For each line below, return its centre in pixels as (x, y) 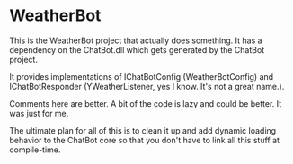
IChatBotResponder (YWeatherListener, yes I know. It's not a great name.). (147, 86)
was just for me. (39, 113)
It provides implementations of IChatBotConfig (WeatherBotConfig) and (142, 76)
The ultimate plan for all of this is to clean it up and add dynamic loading (143, 130)
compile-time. (35, 150)
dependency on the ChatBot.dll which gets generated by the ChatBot (137, 49)
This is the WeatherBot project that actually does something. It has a (136, 40)
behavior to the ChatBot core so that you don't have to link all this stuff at (145, 140)
